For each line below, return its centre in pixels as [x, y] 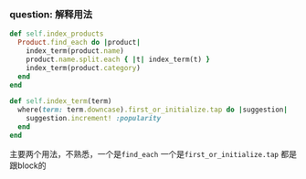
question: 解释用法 [51, 14]
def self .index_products [57, 34]
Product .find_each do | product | [79, 43]
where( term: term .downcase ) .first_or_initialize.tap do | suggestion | [153, 110]
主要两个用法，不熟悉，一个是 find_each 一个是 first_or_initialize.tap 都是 [153, 153]
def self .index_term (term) [61, 101]
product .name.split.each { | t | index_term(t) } [118, 59]
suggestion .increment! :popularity [94, 119]
